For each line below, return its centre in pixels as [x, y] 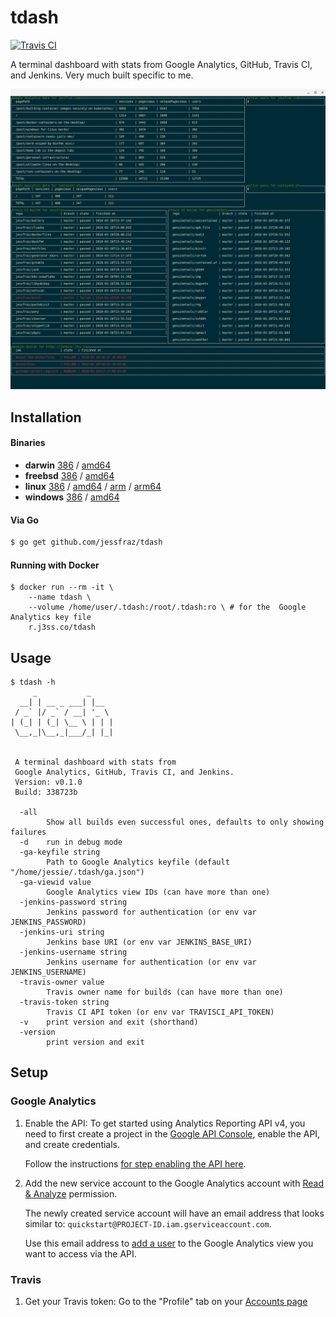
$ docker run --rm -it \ [62, 587]
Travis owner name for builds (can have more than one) [165, 992]
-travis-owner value [62, 982]
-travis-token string [64, 1002]
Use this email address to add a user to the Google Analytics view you [169, 1243]
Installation [46, 417]
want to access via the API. [80, 1253]
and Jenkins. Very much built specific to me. [102, 75]
